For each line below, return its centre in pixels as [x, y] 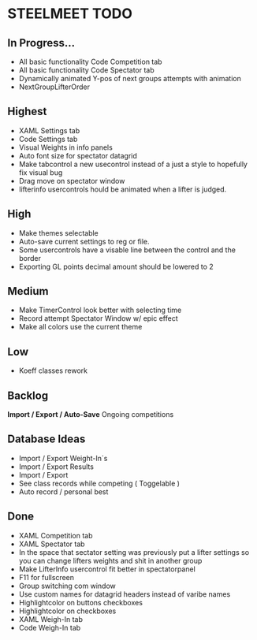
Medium [28, 291]
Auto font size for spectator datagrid [78, 155]
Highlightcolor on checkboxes [67, 611]
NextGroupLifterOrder [54, 87]
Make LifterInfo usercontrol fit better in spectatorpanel [107, 569]
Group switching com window [67, 586]
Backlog [28, 395]
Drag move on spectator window [72, 180]
